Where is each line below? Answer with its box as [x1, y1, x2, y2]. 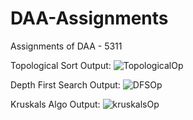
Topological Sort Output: [10, 59, 112, 71]
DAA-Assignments [10, 7, 169, 30]
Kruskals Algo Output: [10, 98, 101, 110]
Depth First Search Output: [10, 78, 121, 91]
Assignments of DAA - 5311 [10, 40, 123, 52]
